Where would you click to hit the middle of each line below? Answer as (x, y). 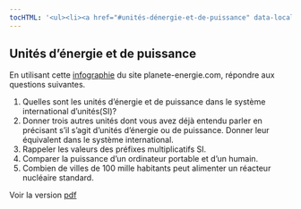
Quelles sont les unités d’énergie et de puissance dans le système (144, 102)
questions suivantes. (47, 85)
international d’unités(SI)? (69, 112)
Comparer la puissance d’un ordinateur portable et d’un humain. (140, 159)
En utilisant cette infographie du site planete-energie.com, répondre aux (142, 75)
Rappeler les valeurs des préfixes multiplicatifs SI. (114, 149)
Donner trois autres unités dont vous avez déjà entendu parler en (142, 121)
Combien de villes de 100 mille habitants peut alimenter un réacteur (146, 168)
